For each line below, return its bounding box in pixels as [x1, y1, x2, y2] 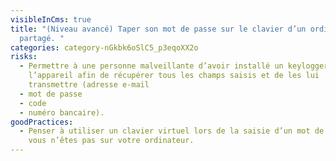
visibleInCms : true [10, 14, 92, 25]
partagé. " [19, 33, 65, 43]
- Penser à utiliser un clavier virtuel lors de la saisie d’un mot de [19, 126, 325, 136]
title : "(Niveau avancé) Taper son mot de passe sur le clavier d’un [10, 24, 307, 34]
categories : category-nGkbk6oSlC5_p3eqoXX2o [10, 42, 199, 53]
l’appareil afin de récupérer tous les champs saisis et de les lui [28, 71, 320, 81]
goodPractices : [10, 117, 74, 127]
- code [19, 98, 47, 108]
